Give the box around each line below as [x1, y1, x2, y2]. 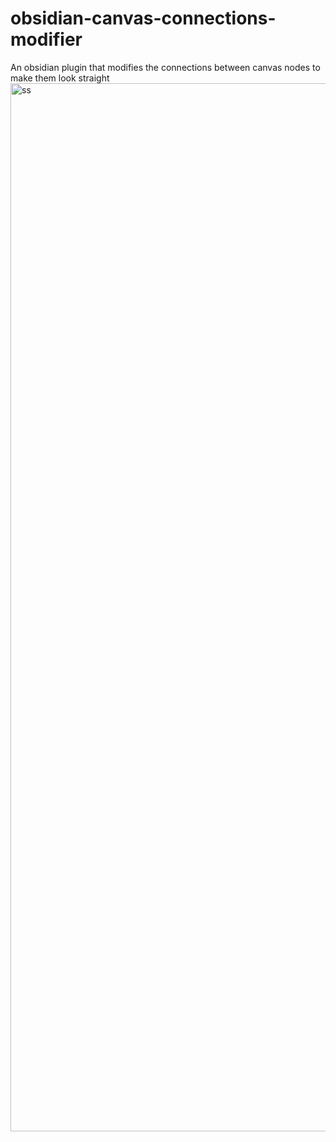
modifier [10, 28, 83, 51]
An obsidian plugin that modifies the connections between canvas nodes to [10, 61, 321, 73]
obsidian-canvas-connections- [10, 7, 277, 30]
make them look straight [10, 72, 110, 84]
